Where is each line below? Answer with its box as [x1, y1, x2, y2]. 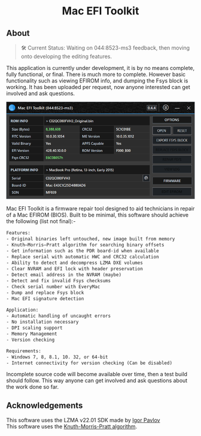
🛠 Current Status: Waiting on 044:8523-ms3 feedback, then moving [20, 44, 190, 51]
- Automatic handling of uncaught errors [6, 313, 111, 319]
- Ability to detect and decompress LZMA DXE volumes [6, 260, 144, 266]
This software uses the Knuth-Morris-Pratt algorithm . [6, 423, 138, 430]
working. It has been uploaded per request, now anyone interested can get [6, 84, 190, 90]
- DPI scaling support [6, 325, 63, 331]
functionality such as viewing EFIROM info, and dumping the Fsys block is [6, 77, 188, 84]
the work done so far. [6, 383, 59, 390]
